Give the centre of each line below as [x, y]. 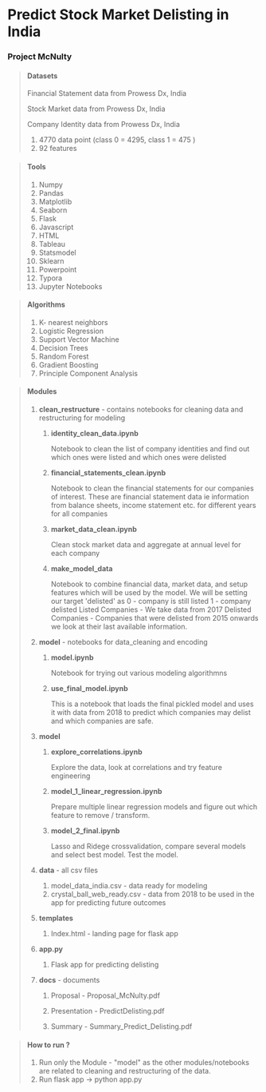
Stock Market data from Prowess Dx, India [96, 109]
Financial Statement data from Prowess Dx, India [107, 93]
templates [56, 918]
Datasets [42, 75]
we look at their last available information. [119, 626]
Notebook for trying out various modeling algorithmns [139, 673]
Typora [51, 278]
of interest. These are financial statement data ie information [150, 496]
